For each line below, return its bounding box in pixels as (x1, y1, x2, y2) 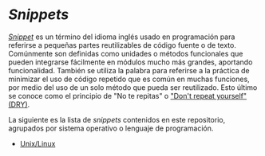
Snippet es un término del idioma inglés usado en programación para (8, 32, 235, 41)
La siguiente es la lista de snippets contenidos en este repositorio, (8, 115, 226, 124)
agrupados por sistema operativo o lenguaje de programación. (8, 123, 214, 133)
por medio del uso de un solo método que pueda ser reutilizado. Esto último (8, 82, 258, 92)
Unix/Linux (19, 138, 56, 148)
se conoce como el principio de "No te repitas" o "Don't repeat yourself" (8, 91, 247, 100)
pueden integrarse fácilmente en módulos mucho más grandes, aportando (8, 57, 253, 67)
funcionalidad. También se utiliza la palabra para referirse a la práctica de (8, 65, 250, 75)
